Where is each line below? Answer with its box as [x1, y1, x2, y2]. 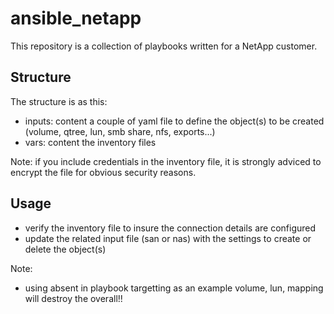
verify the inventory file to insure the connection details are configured [24, 222, 317, 234]
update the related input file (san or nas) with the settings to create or [24, 232, 312, 244]
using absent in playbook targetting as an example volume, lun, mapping [24, 282, 324, 294]
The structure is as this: [10, 95, 108, 107]
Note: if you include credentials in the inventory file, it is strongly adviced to [10, 155, 322, 167]
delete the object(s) [24, 243, 107, 255]
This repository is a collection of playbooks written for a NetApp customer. [10, 40, 318, 52]
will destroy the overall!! [24, 292, 123, 304]
